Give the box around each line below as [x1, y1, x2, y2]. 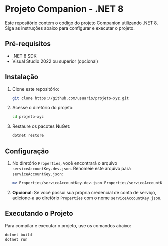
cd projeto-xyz [12, 114, 44, 119]
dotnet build [5, 232, 32, 237]
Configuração [5, 147, 49, 155]
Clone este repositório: [12, 86, 60, 92]
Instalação [5, 73, 39, 81]
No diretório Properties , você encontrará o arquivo [12, 160, 117, 166]
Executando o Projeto [5, 209, 73, 218]
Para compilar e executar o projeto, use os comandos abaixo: [5, 222, 131, 228]
